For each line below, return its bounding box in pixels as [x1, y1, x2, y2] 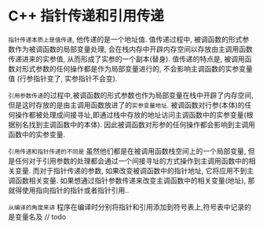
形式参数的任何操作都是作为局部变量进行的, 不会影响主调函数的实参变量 [21, 64, 253, 73]
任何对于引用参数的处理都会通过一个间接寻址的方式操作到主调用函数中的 [14, 156, 249, 165]
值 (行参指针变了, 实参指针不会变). [8, 74, 118, 83]
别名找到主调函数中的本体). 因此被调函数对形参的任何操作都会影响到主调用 [14, 119, 256, 129]
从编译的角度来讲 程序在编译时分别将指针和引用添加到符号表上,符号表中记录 [8, 202, 245, 212]
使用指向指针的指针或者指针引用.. [21, 185, 130, 194]
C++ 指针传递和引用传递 [8, 7, 165, 25]
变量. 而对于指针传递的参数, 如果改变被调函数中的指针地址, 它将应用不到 [14, 165, 247, 175]
